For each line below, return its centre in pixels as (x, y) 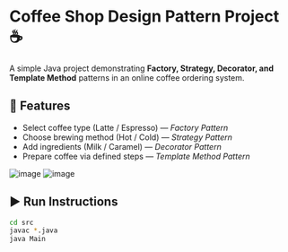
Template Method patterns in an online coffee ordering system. (127, 77)
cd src (22, 222)
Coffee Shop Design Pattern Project (144, 17)
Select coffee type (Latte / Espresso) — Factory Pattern (125, 127)
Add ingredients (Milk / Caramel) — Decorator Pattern (122, 146)
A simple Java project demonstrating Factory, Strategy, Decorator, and (141, 68)
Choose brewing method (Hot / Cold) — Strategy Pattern (127, 137)
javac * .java (34, 230)
